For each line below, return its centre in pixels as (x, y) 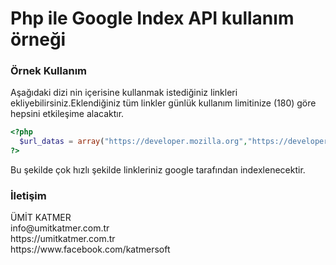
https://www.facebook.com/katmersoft (90, 249)
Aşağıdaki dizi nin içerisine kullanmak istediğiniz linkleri (124, 93)
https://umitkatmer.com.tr (63, 239)
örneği (38, 39)
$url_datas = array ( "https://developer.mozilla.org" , (133, 142)
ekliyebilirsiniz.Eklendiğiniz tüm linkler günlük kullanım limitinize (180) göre (163, 103)
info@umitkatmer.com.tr (60, 228)
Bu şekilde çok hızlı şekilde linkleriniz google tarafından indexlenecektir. (158, 170)
